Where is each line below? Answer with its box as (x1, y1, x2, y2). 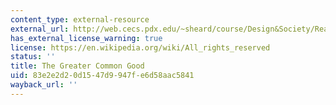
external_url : (10, 24, 70, 34)
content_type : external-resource (10, 14, 150, 25)
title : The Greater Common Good (10, 61, 145, 71)
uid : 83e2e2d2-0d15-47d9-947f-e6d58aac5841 (10, 71, 195, 81)
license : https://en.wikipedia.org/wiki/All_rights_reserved (10, 42, 271, 53)
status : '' (10, 52, 56, 62)
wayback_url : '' (10, 80, 78, 90)
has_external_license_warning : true (10, 33, 163, 43)
